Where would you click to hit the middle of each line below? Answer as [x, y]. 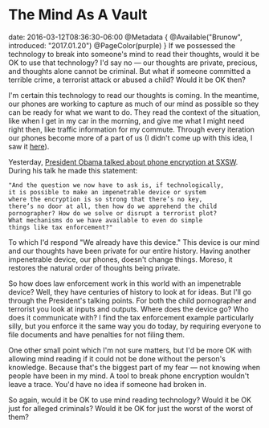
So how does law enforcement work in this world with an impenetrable [125, 283]
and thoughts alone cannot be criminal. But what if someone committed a [130, 71]
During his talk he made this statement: [73, 170]
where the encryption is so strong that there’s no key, [106, 199]
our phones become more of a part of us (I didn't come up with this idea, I [130, 137]
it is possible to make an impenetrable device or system [107, 192]
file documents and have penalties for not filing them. [96, 334]
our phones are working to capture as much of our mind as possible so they [134, 104]
